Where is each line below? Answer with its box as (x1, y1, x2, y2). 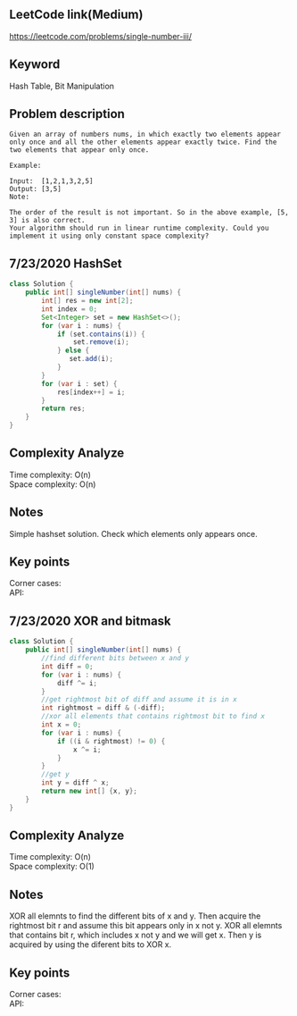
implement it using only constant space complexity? (9, 231, 210, 240)
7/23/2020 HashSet (9, 256, 122, 271)
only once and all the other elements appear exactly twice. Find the (9, 138, 277, 147)
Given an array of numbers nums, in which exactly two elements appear (9, 130, 281, 139)
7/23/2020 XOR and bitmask (9, 613, 171, 628)
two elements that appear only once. (9, 146, 150, 155)
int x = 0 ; (41, 720, 82, 729)
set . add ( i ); (69, 355, 114, 364)
